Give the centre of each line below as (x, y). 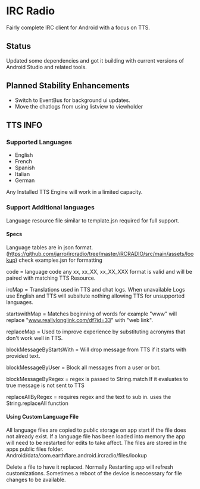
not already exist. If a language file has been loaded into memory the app (96, 436)
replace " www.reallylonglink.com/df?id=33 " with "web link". (80, 320)
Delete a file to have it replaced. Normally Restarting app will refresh (90, 467)
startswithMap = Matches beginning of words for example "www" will (92, 314)
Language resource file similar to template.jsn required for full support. (93, 220)
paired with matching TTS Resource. (51, 278)
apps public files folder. (35, 449)
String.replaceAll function (37, 403)
